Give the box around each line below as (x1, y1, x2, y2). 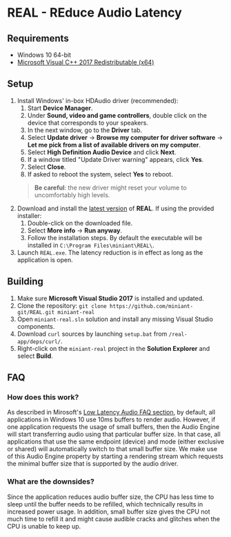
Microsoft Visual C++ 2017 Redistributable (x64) (17, 58, 154, 66)
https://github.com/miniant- (109, 302, 194, 309)
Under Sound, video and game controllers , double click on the (27, 111, 207, 119)
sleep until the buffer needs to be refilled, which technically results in (7, 500, 203, 508)
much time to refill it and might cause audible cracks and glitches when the (7, 514, 221, 523)
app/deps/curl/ (17, 338, 61, 345)
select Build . (17, 352, 53, 360)
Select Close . (27, 163, 66, 171)
